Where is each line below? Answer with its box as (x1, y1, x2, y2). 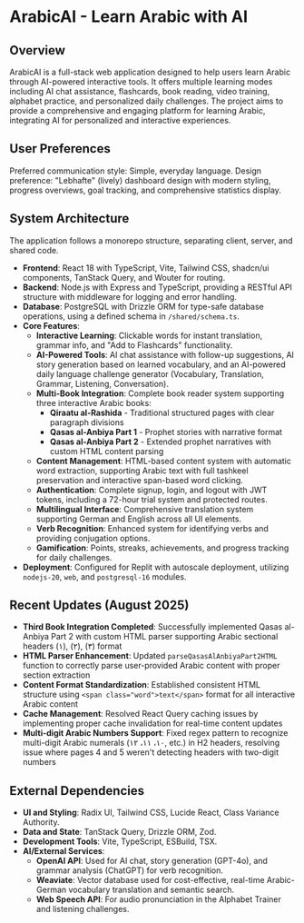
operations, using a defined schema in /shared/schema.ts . (22, 311, 240, 322)
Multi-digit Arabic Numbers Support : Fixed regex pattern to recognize (22, 728, 289, 739)
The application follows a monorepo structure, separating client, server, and (9, 234, 293, 246)
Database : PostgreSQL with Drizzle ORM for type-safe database (22, 301, 265, 312)
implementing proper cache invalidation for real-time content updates (22, 718, 283, 729)
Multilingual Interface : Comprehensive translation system (35, 503, 254, 514)
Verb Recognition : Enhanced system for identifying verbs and (35, 522, 270, 533)
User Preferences (9, 141, 111, 156)
